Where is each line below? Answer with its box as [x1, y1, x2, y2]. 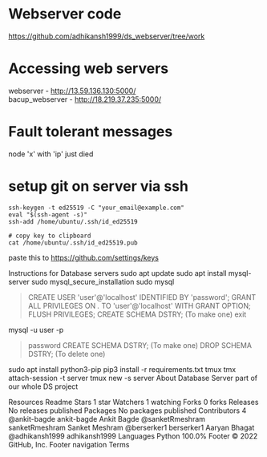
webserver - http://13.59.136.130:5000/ [8, 86, 136, 95]
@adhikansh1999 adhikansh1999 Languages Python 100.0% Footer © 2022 [8, 431, 258, 441]
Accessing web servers [8, 59, 169, 78]
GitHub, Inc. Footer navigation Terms [8, 439, 130, 449]
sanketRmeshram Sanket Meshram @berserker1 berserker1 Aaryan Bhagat [8, 423, 255, 432]
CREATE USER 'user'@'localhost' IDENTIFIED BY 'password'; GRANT [27, 292, 257, 301]
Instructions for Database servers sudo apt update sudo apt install [8, 268, 227, 277]
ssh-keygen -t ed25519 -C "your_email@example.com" [8, 204, 184, 212]
